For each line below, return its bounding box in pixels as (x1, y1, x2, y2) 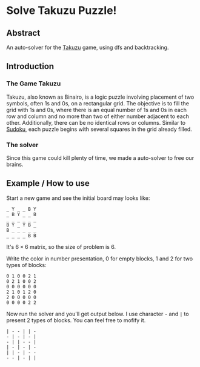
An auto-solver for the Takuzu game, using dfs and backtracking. (6, 44, 169, 51)
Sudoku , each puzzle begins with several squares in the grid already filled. (6, 125, 192, 133)
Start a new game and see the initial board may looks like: (6, 194, 150, 202)
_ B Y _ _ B (6, 211, 36, 217)
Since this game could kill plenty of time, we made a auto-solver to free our (6, 154, 195, 161)
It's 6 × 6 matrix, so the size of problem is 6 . (6, 243, 116, 250)
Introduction (6, 61, 55, 71)
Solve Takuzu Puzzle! (6, 4, 117, 18)
